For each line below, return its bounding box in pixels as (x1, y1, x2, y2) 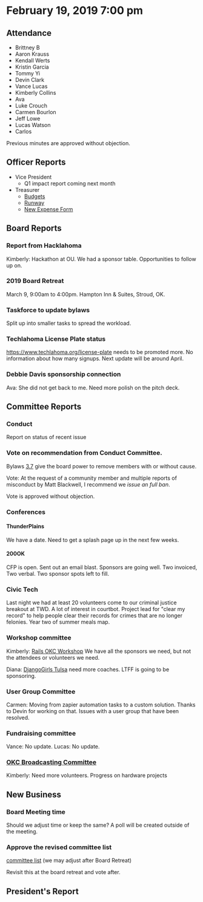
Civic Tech (6, 585, 38, 593)
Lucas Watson (15, 121, 51, 128)
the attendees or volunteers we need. (6, 654, 100, 661)
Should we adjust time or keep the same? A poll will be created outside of (6, 821, 190, 829)
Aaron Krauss (15, 50, 50, 58)
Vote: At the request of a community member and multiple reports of (6, 474, 178, 482)
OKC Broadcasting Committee (6, 758, 97, 767)
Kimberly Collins (15, 89, 56, 96)
